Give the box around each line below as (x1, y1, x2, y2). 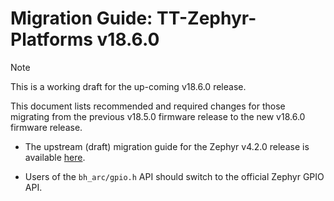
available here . (24, 151, 86, 163)
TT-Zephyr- (156, 7, 257, 30)
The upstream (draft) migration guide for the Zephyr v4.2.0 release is (24, 140, 310, 152)
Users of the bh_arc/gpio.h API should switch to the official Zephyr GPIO (24, 170, 325, 182)
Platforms (10, 28, 93, 51)
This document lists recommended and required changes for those (10, 100, 286, 112)
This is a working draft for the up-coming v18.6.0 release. (10, 80, 247, 92)
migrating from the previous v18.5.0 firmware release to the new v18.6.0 (10, 110, 306, 122)
